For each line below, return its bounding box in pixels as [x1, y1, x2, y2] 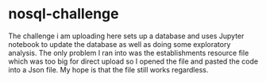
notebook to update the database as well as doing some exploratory [8, 39, 231, 49]
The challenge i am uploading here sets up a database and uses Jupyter [8, 31, 245, 41]
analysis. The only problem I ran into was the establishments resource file [8, 48, 249, 57]
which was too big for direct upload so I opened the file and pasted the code [8, 57, 259, 66]
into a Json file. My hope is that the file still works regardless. [8, 64, 209, 74]
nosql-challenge [8, 5, 119, 23]
